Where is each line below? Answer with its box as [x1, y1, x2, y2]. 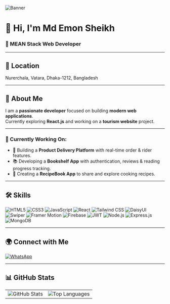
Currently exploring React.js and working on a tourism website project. [5, 119, 155, 125]
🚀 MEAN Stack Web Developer [5, 40, 81, 47]
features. [12, 153, 32, 159]
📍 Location [5, 61, 39, 70]
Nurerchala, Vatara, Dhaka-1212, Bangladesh [5, 75, 99, 81]
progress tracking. [12, 166, 51, 172]
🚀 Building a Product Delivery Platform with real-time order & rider [12, 147, 152, 154]
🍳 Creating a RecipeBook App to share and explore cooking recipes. [12, 171, 155, 177]
